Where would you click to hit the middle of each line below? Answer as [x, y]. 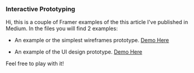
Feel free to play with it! [35, 64]
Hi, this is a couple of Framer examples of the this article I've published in [97, 22]
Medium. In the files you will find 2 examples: [62, 28]
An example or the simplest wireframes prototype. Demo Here [92, 40]
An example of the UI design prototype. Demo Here [78, 52]
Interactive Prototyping [40, 9]
